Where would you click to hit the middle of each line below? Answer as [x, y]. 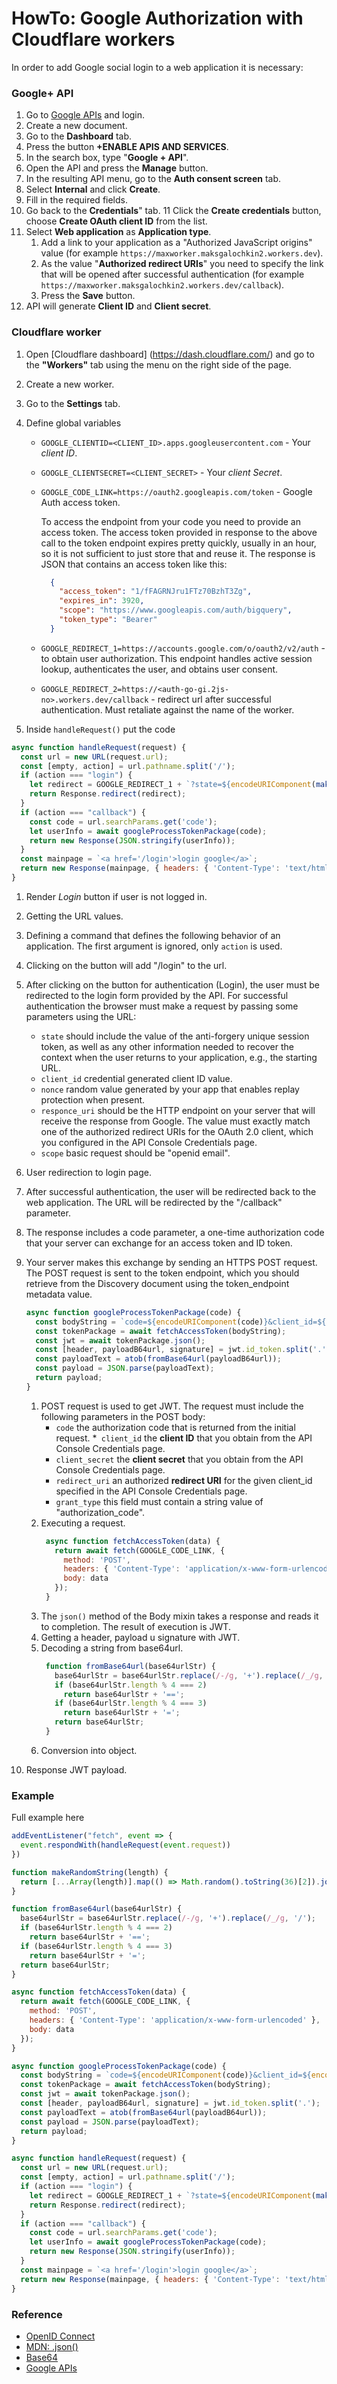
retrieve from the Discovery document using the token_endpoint [157, 1283]
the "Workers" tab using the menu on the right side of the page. [158, 364]
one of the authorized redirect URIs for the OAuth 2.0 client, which [177, 1131]
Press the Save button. [88, 296]
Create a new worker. [70, 384]
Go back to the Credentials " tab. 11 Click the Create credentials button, [173, 211]
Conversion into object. [89, 1750]
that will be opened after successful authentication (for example [172, 274]
